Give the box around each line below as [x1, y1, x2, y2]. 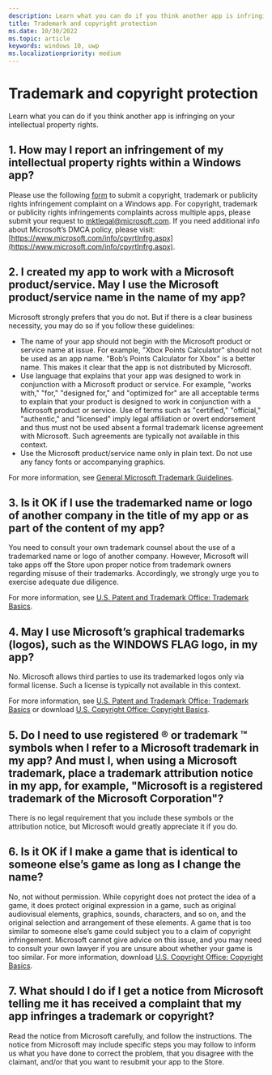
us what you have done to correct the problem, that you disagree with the [8, 1048, 253, 1058]
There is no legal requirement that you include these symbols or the [8, 813, 234, 822]
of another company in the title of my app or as [8, 508, 249, 523]
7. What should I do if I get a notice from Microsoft [8, 984, 264, 998]
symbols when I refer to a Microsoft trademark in [8, 740, 259, 754]
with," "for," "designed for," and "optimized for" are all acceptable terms [19, 388, 260, 398]
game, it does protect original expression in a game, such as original [8, 900, 236, 910]
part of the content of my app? [8, 521, 165, 535]
